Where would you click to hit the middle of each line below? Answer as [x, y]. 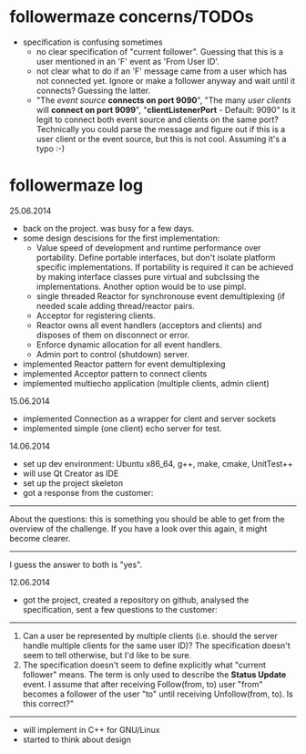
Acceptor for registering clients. [96, 315]
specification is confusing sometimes [92, 42]
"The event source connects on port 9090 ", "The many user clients [163, 100]
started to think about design [77, 739]
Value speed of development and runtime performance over [148, 247]
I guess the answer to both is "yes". [76, 564]
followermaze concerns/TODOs [132, 17]
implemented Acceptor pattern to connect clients [115, 373]
